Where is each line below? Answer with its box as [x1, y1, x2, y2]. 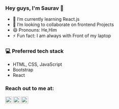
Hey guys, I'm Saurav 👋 [5, 5, 64, 12]
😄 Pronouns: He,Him [12, 27, 57, 33]
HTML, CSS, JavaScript [12, 61, 63, 67]
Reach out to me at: [5, 85, 54, 92]
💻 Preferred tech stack [5, 48, 64, 55]
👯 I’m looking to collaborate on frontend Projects [12, 21, 114, 28]
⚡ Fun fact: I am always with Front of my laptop [12, 33, 111, 39]
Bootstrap [12, 66, 34, 73]
